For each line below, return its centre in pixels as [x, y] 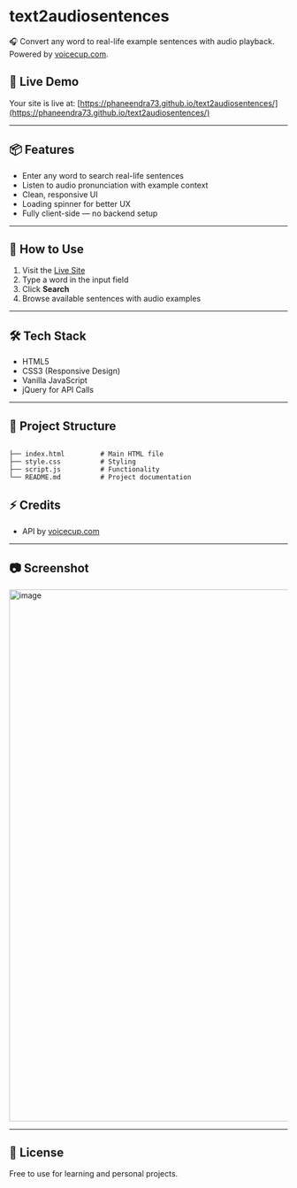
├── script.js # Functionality [85, 470]
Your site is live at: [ [45, 103]
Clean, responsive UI [60, 194]
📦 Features [42, 150]
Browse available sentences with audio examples [111, 299]
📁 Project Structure [63, 426]
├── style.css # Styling [73, 462]
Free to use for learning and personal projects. [94, 1174]
